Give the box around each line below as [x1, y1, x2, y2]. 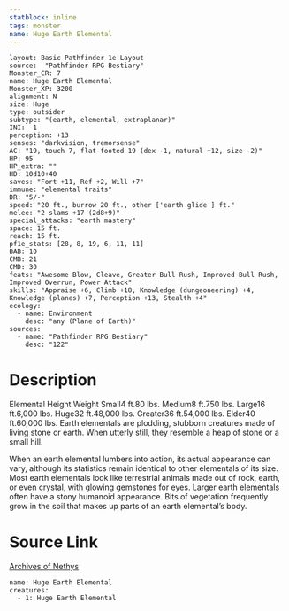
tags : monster [9, 21, 62, 30]
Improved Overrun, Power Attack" [9, 278, 133, 288]
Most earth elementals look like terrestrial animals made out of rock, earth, [9, 473, 280, 483]
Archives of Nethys [9, 561, 80, 572]
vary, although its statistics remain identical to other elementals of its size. [9, 463, 278, 474]
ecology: [9, 302, 42, 311]
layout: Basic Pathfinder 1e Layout [9, 54, 144, 63]
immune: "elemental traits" [9, 185, 113, 195]
